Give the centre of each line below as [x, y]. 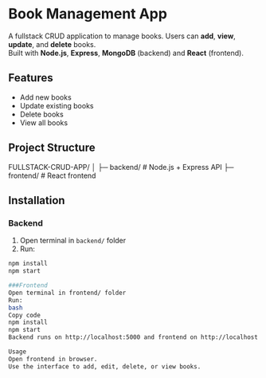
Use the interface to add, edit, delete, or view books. [105, 366]
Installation [37, 200]
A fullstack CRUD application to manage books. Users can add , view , [122, 36]
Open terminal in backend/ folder [73, 241]
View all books [44, 122]
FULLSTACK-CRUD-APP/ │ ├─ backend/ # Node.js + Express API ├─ [121, 167]
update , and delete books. [52, 44]
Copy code [25, 315]
